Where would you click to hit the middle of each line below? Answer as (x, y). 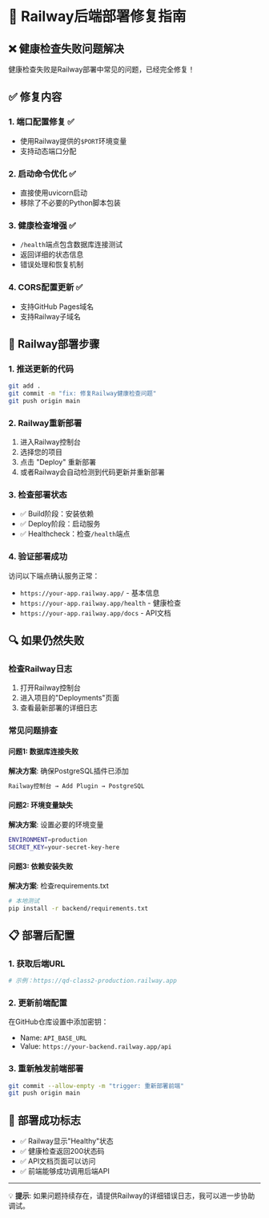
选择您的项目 (41, 452)
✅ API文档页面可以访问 (58, 1161)
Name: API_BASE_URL (53, 1038)
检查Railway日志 (40, 669)
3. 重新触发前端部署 (46, 1069)
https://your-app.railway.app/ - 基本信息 (90, 593)
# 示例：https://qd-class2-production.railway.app (93, 981)
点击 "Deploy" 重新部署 (58, 462)
